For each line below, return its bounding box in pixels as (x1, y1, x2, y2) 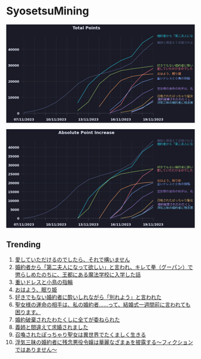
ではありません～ (14, 346, 57, 354)
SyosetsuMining (6, 4, 90, 18)
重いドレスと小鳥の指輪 (14, 279, 73, 286)
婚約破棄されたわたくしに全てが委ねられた (14, 316, 120, 324)
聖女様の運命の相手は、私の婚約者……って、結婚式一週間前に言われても (14, 301, 191, 309)
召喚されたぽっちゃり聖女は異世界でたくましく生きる (14, 331, 147, 339)
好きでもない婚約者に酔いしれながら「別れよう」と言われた (14, 294, 162, 301)
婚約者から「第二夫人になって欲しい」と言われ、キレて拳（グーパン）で (14, 264, 193, 271)
